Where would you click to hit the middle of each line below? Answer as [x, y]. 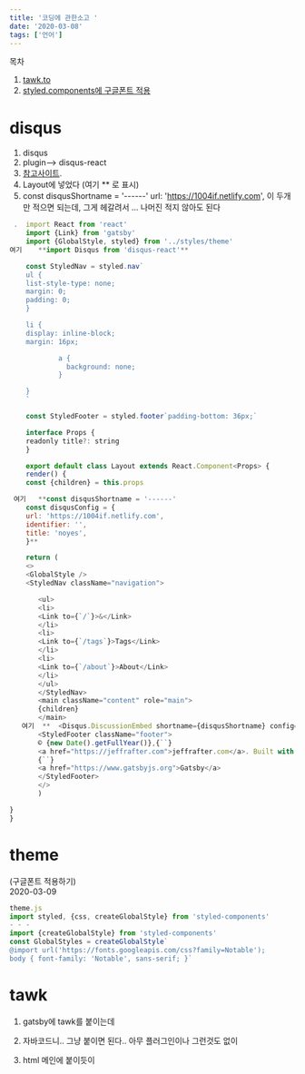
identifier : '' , [57, 524]
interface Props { [60, 432]
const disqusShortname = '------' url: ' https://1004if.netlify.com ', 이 [148, 196]
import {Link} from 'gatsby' [81, 233]
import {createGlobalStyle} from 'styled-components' [113, 933]
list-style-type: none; [71, 283]
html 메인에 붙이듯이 [59, 1059]
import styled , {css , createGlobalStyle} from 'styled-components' [140, 916]
